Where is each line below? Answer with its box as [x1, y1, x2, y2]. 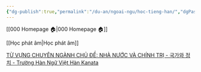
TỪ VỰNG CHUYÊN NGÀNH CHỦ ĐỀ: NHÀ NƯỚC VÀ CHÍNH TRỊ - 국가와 [6, 51, 184, 58]
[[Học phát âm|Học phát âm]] [6, 39, 79, 46]
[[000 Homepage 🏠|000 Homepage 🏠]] [6, 25, 108, 33]
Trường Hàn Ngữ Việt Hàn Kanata [16, 59, 99, 66]
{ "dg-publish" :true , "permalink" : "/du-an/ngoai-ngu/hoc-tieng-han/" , [6, 8, 181, 15]
